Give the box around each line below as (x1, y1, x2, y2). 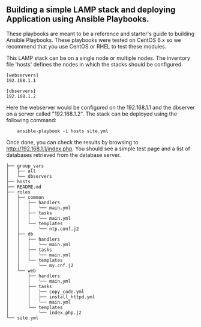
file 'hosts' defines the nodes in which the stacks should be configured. (6, 60, 183, 68)
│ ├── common (6, 194, 44, 200)
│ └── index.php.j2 (6, 310, 82, 316)
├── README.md (6, 184, 42, 190)
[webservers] (6, 72, 39, 78)
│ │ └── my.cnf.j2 (6, 262, 74, 268)
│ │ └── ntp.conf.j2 (6, 226, 79, 232)
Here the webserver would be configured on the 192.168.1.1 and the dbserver (6, 104, 195, 111)
